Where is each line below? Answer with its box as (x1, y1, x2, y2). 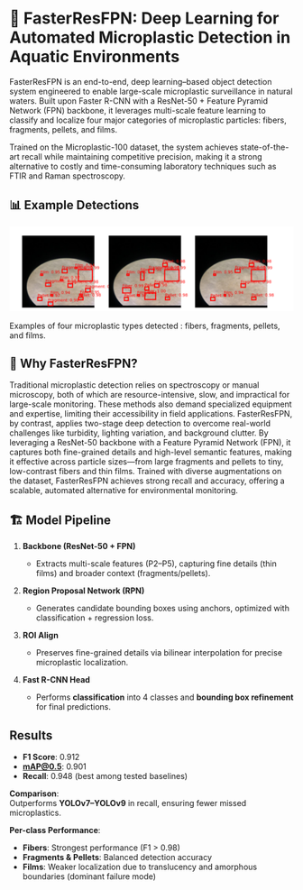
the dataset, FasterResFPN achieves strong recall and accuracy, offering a (9, 475, 286, 486)
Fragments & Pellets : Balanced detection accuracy (22, 851, 213, 862)
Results (9, 728, 53, 743)
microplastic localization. (35, 657, 129, 668)
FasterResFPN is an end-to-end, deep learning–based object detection (9, 76, 272, 87)
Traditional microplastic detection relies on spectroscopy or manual (9, 380, 260, 390)
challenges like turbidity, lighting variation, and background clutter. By (9, 427, 269, 438)
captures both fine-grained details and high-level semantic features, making (9, 446, 292, 458)
